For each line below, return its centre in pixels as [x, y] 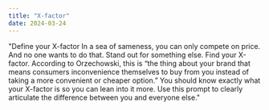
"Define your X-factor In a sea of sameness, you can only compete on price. [134, 46]
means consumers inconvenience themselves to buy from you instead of [129, 71]
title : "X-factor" [39, 16]
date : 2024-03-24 [37, 23]
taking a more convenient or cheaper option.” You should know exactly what [134, 80]
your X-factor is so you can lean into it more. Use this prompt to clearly [126, 88]
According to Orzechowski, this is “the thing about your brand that [141, 63]
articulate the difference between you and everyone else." [104, 97]
